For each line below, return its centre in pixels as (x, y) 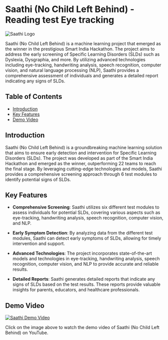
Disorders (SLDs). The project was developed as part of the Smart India (79, 158)
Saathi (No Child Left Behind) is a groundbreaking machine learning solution (83, 147)
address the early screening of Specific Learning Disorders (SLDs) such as (82, 54)
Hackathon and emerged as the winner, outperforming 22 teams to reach (81, 163)
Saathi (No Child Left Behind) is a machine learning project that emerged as (83, 43)
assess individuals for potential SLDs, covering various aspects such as (86, 212)
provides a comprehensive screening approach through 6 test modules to (81, 174)
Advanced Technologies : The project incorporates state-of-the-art (82, 253)
